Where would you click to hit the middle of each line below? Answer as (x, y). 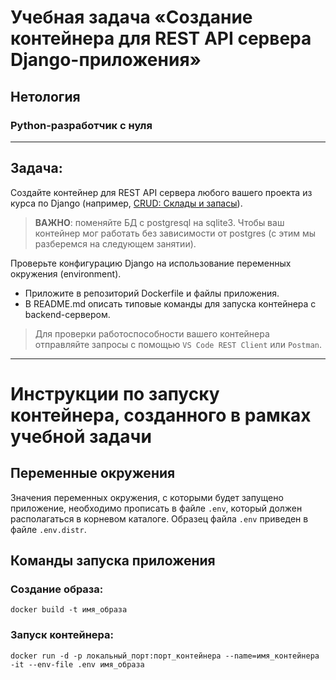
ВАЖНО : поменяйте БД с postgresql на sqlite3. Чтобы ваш (159, 222)
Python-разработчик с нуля (81, 125)
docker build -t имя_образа (69, 610)
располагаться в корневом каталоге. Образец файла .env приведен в (159, 518)
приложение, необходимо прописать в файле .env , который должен (156, 508)
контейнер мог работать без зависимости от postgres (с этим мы (175, 233)
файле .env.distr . (48, 529)
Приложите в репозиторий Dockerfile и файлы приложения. (152, 293)
